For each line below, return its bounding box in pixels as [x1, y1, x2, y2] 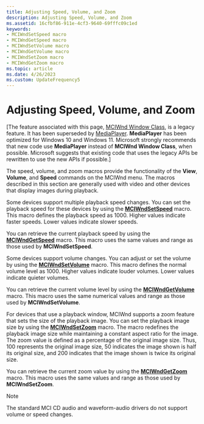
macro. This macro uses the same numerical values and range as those [6, 292, 186, 300]
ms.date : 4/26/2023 [6, 71, 56, 77]
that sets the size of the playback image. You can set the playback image [6, 317, 190, 325]
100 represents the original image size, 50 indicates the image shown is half [6, 343, 197, 350]
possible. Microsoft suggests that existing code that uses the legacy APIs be [6, 149, 198, 157]
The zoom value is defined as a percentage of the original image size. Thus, [6, 336, 197, 344]
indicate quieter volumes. [6, 274, 70, 281]
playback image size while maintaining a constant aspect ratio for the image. [6, 330, 199, 337]
